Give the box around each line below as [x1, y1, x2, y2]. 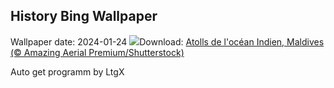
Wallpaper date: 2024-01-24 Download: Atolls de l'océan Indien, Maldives [10, 35, 325, 48]
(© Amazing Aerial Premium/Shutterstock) [10, 46, 185, 58]
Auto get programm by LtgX [10, 65, 125, 78]
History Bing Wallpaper [10, 8, 158, 25]
